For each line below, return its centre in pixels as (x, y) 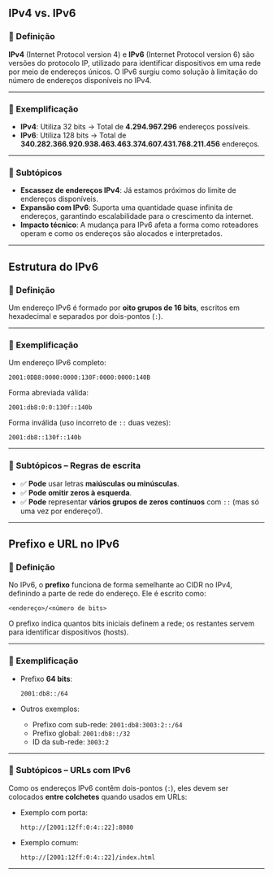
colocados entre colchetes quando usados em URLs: (98, 796)
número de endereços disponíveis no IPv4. (80, 80)
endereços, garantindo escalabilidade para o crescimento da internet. (137, 216)
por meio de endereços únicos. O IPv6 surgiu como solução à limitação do (133, 72)
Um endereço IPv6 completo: (58, 363)
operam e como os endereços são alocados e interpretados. (121, 233)
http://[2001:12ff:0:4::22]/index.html (88, 857)
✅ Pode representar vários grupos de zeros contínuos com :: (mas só (140, 502)
